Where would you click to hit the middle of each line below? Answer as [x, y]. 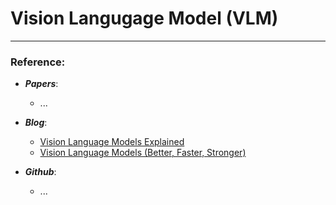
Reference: [38, 62]
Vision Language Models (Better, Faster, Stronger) [143, 153]
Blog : [36, 123]
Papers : [41, 84]
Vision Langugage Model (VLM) [144, 18]
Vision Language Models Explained [112, 142]
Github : [40, 172]
